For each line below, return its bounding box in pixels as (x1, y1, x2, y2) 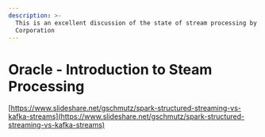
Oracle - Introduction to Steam (8, 60, 213, 78)
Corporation (15, 26, 56, 34)
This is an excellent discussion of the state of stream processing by (15, 19, 258, 27)
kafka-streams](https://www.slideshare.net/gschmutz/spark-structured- (8, 112, 245, 121)
